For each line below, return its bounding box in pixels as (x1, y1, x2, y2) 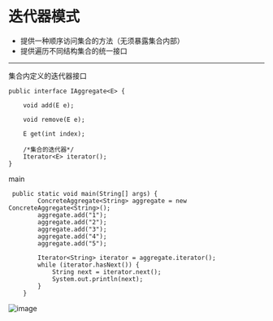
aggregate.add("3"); (37, 225, 107, 233)
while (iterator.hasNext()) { (37, 261, 140, 269)
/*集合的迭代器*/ (23, 145, 75, 154)
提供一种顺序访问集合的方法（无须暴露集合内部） (19, 36, 184, 46)
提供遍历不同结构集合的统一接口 (19, 46, 128, 55)
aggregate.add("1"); (37, 210, 107, 219)
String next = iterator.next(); (51, 267, 162, 276)
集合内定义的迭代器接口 (8, 71, 87, 80)
